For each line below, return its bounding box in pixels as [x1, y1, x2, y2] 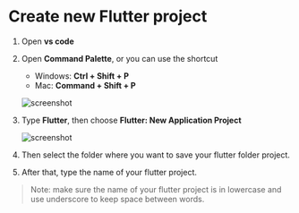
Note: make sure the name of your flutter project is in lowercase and [30, 183, 282, 194]
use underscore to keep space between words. [30, 193, 205, 204]
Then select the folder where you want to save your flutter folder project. [21, 149, 290, 160]
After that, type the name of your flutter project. [21, 166, 198, 177]
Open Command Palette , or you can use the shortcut [21, 53, 218, 64]
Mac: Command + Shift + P [34, 80, 136, 90]
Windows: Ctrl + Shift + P [34, 70, 129, 81]
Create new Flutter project [8, 6, 208, 27]
